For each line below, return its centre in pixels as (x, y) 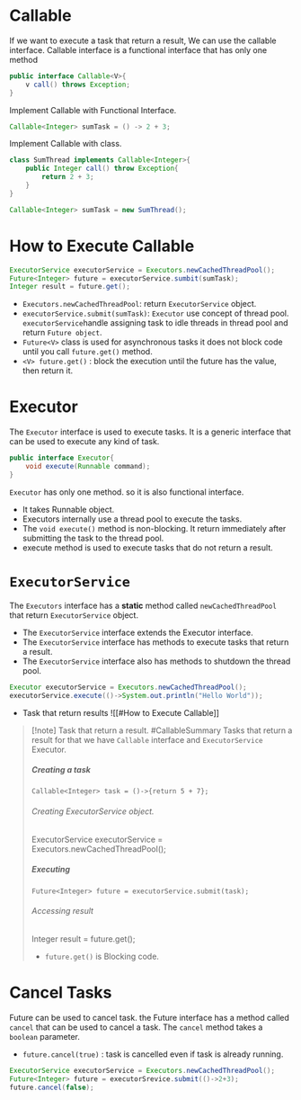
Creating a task (61, 770)
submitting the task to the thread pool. (93, 538)
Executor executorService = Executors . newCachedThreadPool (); (128, 687)
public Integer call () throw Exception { (102, 169)
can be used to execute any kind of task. (84, 442)
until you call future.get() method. (87, 352)
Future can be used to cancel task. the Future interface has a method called (150, 1017)
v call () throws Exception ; (78, 85)
